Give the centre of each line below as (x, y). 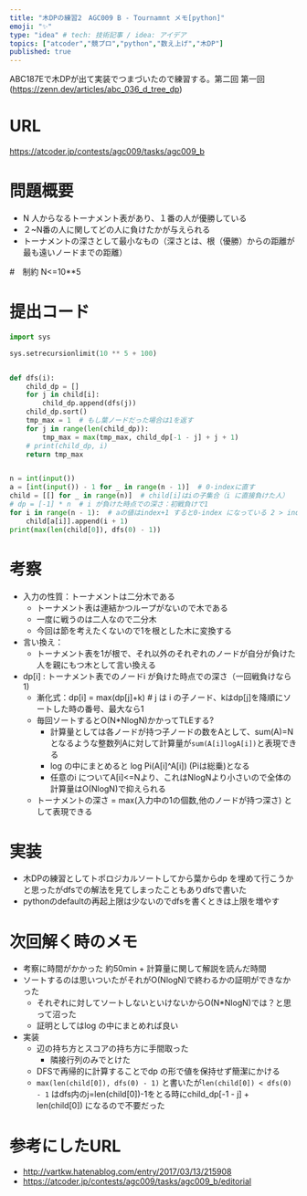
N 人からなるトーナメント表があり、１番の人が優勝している (135, 218)
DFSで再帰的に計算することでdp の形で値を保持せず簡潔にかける (158, 1071)
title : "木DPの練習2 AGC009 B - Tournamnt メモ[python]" (117, 18)
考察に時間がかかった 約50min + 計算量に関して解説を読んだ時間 (144, 969)
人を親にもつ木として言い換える (96, 665)
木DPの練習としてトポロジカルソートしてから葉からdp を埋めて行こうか (158, 878)
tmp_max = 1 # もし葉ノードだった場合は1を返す (110, 421)
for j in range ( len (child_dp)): (87, 429)
